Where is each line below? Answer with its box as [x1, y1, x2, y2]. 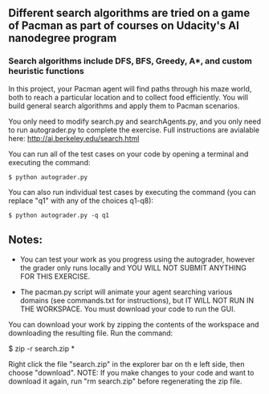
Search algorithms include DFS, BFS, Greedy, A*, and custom [8, 55, 253, 67]
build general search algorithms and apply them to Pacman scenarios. [8, 100, 240, 111]
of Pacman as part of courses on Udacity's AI [8, 19, 239, 33]
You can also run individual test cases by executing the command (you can [8, 187, 256, 197]
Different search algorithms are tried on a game [8, 6, 251, 20]
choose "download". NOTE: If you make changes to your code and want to [8, 368, 255, 377]
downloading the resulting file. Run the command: [8, 328, 173, 338]
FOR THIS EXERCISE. [19, 271, 91, 281]
